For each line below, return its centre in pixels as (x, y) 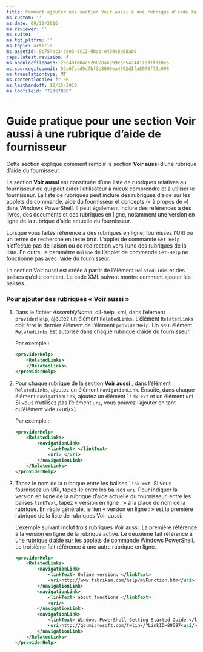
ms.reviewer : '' (27, 29)
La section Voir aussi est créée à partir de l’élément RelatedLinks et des (96, 270)
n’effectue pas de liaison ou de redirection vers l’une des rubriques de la (96, 245)
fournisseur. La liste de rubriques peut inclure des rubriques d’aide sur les (98, 195)
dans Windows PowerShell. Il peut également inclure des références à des (99, 208)
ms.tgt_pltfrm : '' (29, 40)
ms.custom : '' (24, 18)
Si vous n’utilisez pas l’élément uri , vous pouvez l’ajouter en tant (95, 403)
